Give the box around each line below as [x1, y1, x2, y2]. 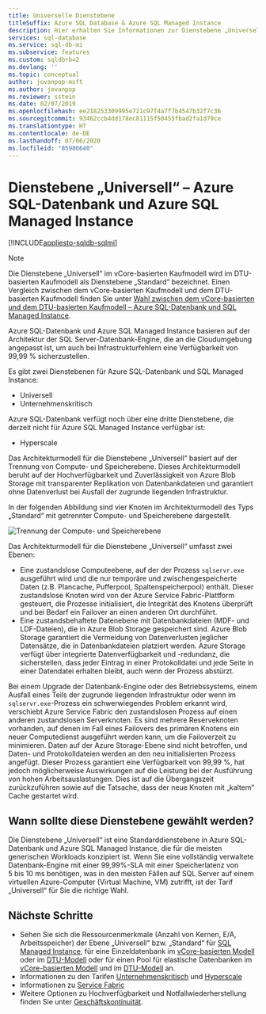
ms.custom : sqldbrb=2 [8, 56, 80, 64]
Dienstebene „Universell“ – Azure [8, 178, 234, 196]
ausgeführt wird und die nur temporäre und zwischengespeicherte [19, 574, 237, 583]
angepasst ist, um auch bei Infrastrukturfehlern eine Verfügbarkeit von [8, 343, 238, 353]
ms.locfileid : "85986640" [8, 144, 93, 152]
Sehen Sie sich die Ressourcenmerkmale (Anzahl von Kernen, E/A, [19, 929, 237, 939]
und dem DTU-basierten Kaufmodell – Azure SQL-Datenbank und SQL [8, 303, 237, 312]
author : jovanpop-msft [8, 78, 83, 86]
